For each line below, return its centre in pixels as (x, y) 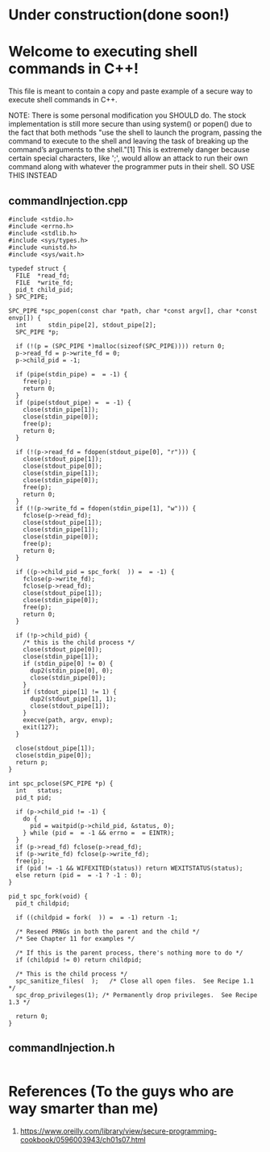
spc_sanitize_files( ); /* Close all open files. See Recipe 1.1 (135, 981)
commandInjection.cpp (68, 200)
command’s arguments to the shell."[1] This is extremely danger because (129, 150)
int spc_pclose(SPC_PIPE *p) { (61, 784)
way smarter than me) (83, 1108)
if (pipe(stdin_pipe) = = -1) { (72, 374)
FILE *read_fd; (43, 276)
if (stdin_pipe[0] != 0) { (68, 663)
